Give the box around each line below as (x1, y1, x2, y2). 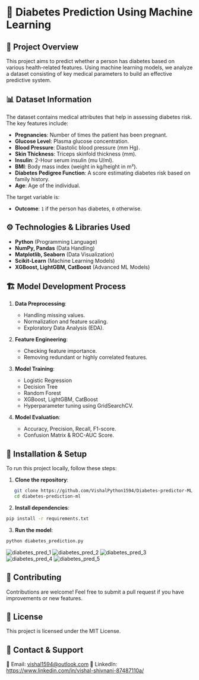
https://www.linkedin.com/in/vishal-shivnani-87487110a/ (6, 667, 144, 674)
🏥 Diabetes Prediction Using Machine (6, 5, 193, 19)
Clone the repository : (14, 476, 69, 483)
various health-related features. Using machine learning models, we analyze (6, 64, 193, 71)
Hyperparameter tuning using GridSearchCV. (23, 402, 134, 409)
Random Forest (23, 390, 61, 397)
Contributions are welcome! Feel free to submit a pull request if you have (6, 588, 184, 595)
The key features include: (6, 119, 68, 127)
